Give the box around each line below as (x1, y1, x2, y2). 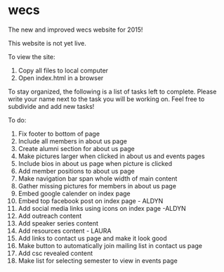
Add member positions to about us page (18, 167, 136, 175)
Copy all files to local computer (18, 66, 108, 75)
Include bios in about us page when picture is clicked (18, 159, 173, 167)
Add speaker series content (18, 219, 99, 227)
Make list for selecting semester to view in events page (18, 256, 178, 265)
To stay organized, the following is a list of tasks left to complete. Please (8, 87, 217, 96)
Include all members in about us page (18, 136, 127, 145)
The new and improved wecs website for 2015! (8, 25, 143, 34)
